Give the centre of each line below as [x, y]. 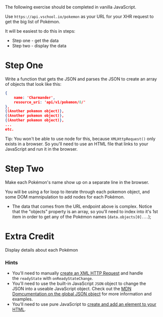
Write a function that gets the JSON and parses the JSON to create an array [81, 79]
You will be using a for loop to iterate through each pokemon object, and [77, 192]
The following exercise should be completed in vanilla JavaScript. [71, 7]
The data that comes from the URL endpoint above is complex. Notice [82, 206]
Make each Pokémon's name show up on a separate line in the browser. [77, 182]
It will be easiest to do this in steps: [40, 31]
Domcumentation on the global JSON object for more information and [82, 294]
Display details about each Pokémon [42, 250]
